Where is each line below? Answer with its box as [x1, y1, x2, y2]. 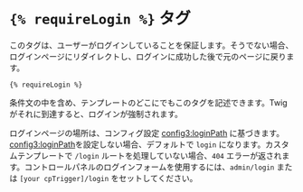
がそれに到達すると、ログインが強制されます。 [9, 108, 184, 119]
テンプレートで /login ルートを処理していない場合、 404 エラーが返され [16, 150, 282, 160]
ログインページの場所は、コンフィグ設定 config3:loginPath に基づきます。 [9, 127, 285, 138]
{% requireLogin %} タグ [9, 8, 192, 29]
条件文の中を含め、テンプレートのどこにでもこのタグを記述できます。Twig [9, 96, 288, 108]
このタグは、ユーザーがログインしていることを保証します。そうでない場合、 [9, 40, 294, 50]
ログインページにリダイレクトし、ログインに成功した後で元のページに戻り [9, 50, 287, 61]
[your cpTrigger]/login [19, 174, 109, 183]
